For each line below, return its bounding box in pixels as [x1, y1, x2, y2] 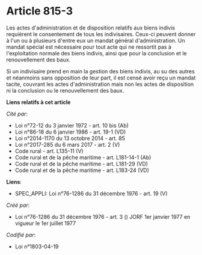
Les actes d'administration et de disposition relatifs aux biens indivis [6, 24, 176, 31]
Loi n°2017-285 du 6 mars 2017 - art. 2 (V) [14, 141, 120, 148]
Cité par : [6, 110, 28, 117]
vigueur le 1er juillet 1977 [14, 220, 76, 227]
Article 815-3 [6, 4, 73, 18]
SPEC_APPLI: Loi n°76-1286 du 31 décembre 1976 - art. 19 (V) [14, 189, 168, 197]
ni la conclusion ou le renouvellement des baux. [6, 87, 124, 94]
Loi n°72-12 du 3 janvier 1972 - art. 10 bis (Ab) [14, 121, 129, 129]
